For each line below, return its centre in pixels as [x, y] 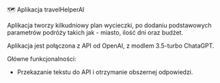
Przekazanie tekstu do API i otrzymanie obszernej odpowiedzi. [105, 72]
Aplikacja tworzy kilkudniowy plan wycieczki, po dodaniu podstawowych [109, 25]
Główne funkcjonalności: [42, 59]
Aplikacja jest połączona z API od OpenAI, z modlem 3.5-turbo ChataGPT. [111, 46]
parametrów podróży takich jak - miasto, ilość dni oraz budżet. [95, 32]
